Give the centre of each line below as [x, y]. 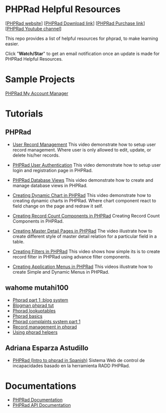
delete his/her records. [36, 155]
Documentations [41, 386]
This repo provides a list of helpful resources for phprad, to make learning [82, 38]
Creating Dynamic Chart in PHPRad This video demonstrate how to [82, 195]
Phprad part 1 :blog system [40, 300]
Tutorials [24, 114]
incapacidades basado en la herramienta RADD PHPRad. [71, 366]
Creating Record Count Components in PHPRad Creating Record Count [86, 216]
